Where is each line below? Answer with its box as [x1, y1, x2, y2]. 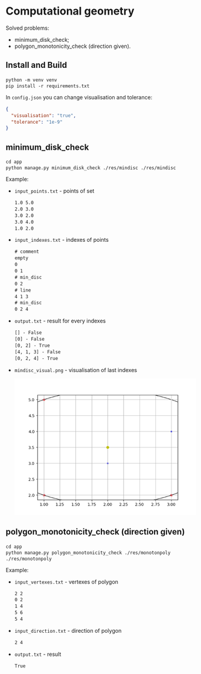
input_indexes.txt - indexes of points [14, 236, 109, 244]
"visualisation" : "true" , [11, 112, 77, 119]
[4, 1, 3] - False [14, 349, 61, 355]
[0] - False [14, 336, 45, 342]
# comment [14, 249, 40, 255]
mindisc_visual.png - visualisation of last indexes [14, 366, 137, 373]
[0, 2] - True [14, 342, 50, 349]
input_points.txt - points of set [14, 187, 95, 195]
